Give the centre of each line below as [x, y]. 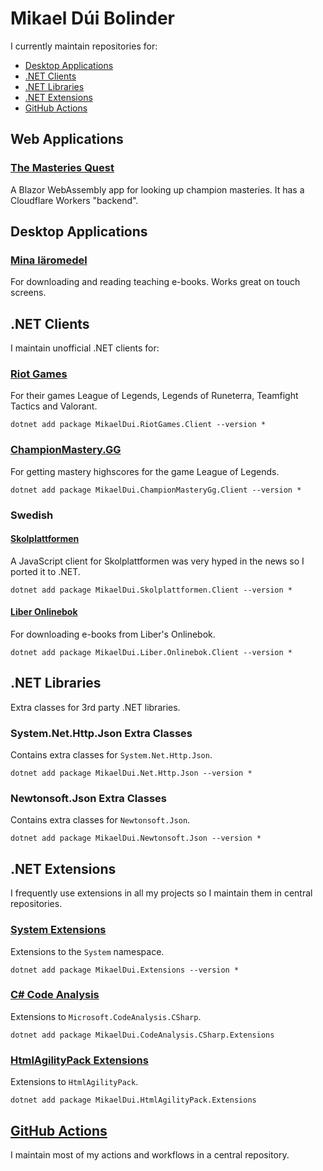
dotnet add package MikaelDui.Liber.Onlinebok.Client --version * [151, 653]
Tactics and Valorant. [54, 406]
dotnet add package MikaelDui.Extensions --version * [125, 970]
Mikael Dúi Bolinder [92, 18]
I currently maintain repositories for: [84, 46]
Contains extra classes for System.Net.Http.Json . [111, 755]
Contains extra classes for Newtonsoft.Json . [100, 820]
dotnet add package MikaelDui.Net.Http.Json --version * [131, 773]
